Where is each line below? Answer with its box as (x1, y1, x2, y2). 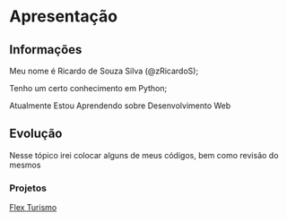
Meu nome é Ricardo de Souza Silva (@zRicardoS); (9, 65, 199, 76)
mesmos (9, 159, 41, 170)
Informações (9, 42, 83, 57)
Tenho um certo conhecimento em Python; (9, 83, 168, 93)
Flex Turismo (9, 202, 57, 213)
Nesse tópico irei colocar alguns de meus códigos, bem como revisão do (9, 149, 279, 160)
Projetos (9, 182, 48, 194)
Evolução (9, 126, 63, 141)
